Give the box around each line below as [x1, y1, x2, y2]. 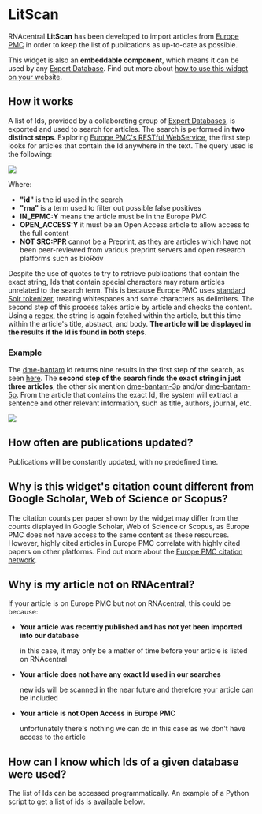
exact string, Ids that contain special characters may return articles [8, 277, 226, 286]
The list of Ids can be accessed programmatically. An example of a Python [8, 789, 249, 798]
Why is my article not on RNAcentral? [8, 578, 195, 592]
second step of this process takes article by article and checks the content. [8, 302, 253, 312]
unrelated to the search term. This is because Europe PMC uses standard [8, 286, 246, 295]
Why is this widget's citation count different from [8, 480, 254, 494]
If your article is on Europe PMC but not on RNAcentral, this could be [8, 599, 231, 608]
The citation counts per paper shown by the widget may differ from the [8, 513, 238, 522]
